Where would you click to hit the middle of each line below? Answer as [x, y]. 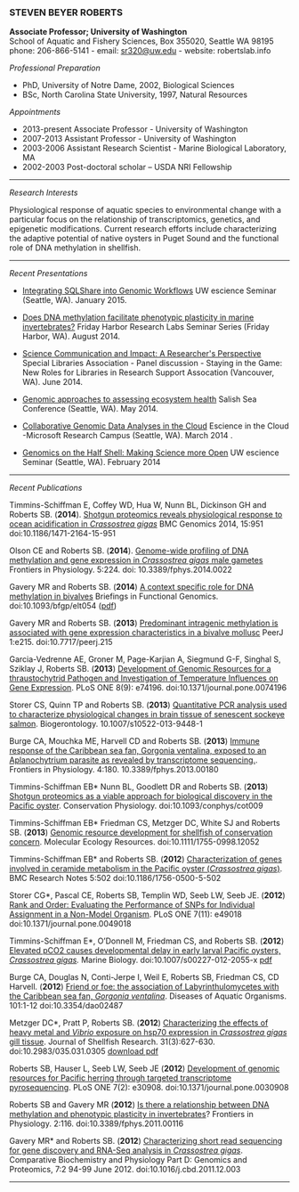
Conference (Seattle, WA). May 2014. [90, 409]
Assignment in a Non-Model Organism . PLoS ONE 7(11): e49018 [125, 914]
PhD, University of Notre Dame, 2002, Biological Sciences [128, 86]
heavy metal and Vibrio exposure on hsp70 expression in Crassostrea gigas [148, 1033]
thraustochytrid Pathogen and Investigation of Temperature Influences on [144, 678]
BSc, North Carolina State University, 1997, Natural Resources [134, 94]
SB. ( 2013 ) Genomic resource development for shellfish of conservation [141, 833]
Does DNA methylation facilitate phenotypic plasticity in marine [138, 317]
